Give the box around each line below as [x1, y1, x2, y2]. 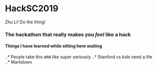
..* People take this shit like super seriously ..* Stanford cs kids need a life [5, 54, 153, 60]
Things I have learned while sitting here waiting [5, 43, 103, 49]
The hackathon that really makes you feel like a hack [5, 31, 131, 38]
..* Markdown [5, 59, 32, 65]
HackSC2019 [5, 3, 59, 14]
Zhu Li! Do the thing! [5, 19, 46, 25]
